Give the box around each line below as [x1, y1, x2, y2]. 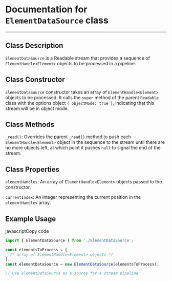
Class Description [5, 41, 63, 50]
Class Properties [5, 165, 60, 174]
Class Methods [5, 120, 55, 129]
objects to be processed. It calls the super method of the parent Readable [5, 94, 159, 101]
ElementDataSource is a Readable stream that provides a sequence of [5, 55, 150, 61]
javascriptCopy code [5, 228, 49, 234]
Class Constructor [5, 76, 65, 84]
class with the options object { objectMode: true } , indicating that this [5, 100, 155, 106]
